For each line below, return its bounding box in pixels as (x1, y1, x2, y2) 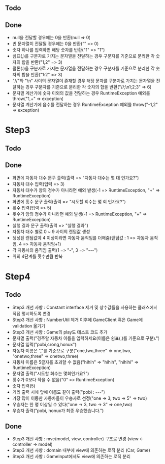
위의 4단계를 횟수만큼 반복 (12, 253, 63, 259)
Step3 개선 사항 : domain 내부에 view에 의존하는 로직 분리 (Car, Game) (12, 447, 150, 453)
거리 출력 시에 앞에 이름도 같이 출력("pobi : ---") (12, 389, 105, 395)
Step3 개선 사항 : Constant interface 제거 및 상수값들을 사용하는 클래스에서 (12, 304, 158, 310)
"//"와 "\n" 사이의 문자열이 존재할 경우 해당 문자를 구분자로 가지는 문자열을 (12, 78, 155, 84)
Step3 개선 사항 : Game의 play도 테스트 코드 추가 (12, 329, 107, 335)
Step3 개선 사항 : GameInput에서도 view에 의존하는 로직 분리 (12, 454, 131, 460)
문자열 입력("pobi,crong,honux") (12, 341, 77, 347)
